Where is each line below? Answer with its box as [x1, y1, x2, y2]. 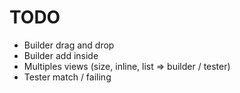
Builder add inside [23, 49, 99, 61]
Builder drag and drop [23, 39, 115, 51]
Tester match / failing [23, 71, 112, 83]
